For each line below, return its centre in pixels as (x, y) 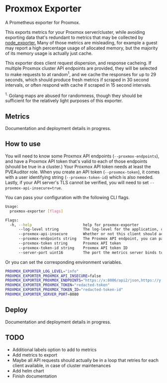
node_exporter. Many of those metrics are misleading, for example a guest (81, 42)
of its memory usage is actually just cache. (49, 53)
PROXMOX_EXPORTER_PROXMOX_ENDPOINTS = (44, 280)
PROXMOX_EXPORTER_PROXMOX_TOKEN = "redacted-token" (58, 285)
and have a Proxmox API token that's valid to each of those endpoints (76, 161)
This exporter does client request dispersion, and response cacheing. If (78, 63)
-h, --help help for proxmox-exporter (74, 225)
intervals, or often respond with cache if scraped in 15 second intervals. (78, 85)
